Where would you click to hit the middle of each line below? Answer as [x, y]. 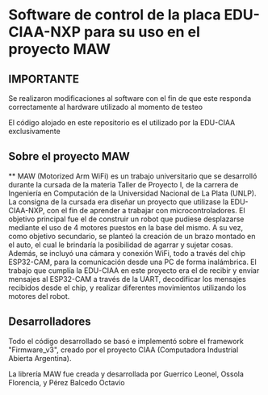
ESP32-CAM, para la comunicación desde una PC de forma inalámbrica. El [132, 262]
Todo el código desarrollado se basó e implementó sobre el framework [126, 341]
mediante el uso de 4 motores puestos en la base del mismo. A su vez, [126, 227]
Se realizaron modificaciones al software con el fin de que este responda [130, 98]
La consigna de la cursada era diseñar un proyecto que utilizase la [118, 202]
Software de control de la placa [115, 15]
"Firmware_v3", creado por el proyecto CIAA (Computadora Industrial [124, 350]
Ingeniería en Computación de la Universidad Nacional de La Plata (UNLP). [132, 193]
